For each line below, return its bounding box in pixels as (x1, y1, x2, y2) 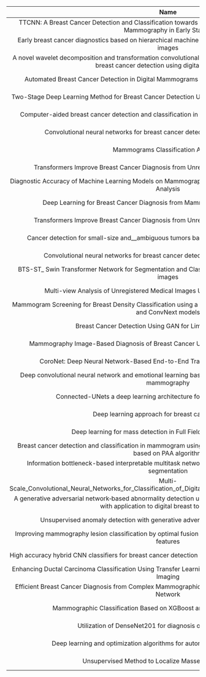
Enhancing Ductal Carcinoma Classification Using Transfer (12, 565, 181, 573)
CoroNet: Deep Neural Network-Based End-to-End (39, 357, 189, 365)
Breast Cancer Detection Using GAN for (75, 322, 189, 330)
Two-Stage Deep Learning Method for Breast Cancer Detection (11, 93, 194, 101)
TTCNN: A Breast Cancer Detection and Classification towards (18, 18, 198, 26)
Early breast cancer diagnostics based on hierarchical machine (17, 36, 199, 44)
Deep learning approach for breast (93, 410, 193, 418)
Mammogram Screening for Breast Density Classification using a (12, 300, 198, 308)
